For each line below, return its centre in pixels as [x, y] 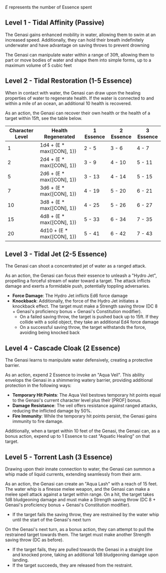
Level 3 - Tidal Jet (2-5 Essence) [56, 254]
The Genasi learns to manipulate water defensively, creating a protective [79, 360]
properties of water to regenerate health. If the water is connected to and [80, 98]
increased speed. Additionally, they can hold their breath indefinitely [75, 40]
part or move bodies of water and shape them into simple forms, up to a [78, 60]
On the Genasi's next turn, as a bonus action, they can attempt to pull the [80, 529]
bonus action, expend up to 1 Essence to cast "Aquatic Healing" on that [78, 436]
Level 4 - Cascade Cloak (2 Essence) [63, 348]
